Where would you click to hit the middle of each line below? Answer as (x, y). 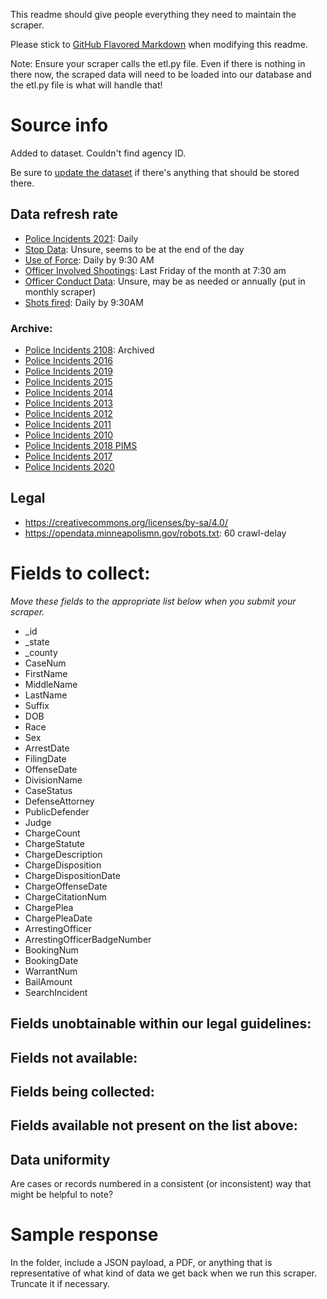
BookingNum (51, 950)
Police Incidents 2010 (69, 435)
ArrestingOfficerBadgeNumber (88, 939)
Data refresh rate (64, 214)
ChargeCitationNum (65, 896)
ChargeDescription (63, 854)
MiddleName (51, 684)
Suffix (37, 705)
